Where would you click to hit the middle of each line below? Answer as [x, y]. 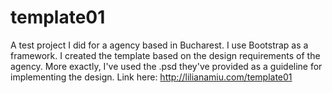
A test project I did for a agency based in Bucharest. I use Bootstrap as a [159, 45]
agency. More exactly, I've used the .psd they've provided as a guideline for [166, 66]
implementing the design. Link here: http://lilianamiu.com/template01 [151, 77]
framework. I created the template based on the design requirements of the [165, 55]
